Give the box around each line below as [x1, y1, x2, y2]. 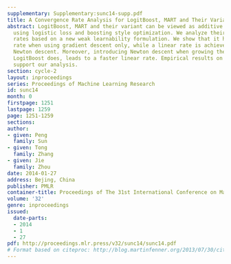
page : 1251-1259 [7, 112, 54, 119]
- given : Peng [7, 131, 48, 138]
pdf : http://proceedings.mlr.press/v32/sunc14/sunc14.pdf [7, 240, 177, 247]
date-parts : [13, 214, 48, 221]
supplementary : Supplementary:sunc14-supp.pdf [7, 10, 143, 17]
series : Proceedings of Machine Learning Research [7, 80, 155, 87]
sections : [7, 118, 36, 126]
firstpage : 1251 [7, 100, 54, 107]
